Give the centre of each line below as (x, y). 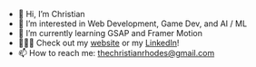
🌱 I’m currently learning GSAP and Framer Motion (110, 33)
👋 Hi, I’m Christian (51, 14)
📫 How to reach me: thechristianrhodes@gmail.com (116, 53)
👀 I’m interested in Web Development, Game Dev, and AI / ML (133, 24)
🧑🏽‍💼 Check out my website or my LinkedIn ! (98, 43)
